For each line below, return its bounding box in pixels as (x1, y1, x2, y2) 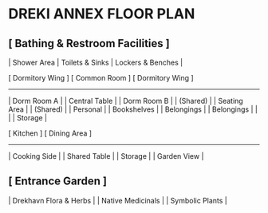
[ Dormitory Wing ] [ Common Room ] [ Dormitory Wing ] (8, 73, 194, 82)
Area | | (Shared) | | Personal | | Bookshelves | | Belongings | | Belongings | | (8, 105, 258, 114)
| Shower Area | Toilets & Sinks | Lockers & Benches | (8, 57, 183, 67)
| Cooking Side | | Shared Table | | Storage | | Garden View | (8, 152, 204, 160)
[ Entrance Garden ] (8, 175, 108, 188)
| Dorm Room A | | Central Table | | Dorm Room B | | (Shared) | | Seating (8, 97, 243, 105)
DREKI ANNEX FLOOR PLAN (8, 5, 195, 23)
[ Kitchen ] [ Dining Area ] (8, 128, 93, 138)
